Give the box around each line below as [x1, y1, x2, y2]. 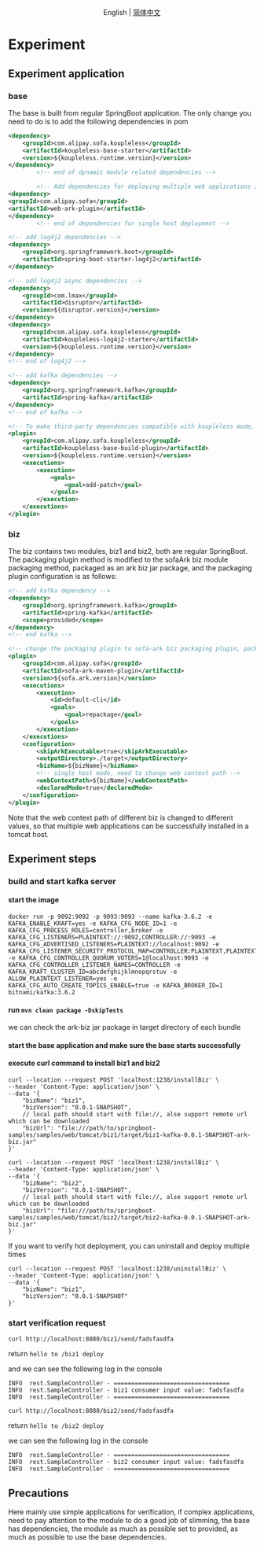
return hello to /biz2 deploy [8, 1421, 104, 1430]
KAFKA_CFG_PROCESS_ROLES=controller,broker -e [8, 927, 163, 935]
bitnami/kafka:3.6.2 [8, 989, 76, 997]
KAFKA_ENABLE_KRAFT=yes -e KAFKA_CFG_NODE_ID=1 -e [8, 920, 178, 928]
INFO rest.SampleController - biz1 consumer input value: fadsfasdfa [8, 1386, 244, 1395]
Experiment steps [8, 852, 97, 865]
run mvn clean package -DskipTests [8, 1005, 124, 1014]
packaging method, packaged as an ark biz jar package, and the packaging [8, 563, 253, 573]
